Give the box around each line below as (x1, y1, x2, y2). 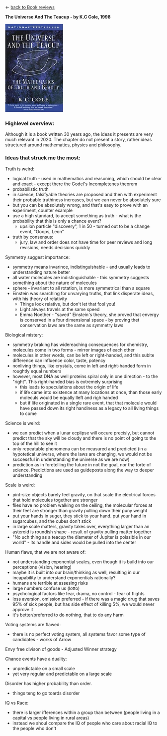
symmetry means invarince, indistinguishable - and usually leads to (12, 264, 151, 270)
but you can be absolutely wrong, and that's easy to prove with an (12, 202, 148, 208)
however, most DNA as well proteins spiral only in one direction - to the (12, 373, 158, 379)
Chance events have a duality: (5, 656, 67, 662)
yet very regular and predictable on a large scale (12, 671, 112, 677)
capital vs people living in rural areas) (12, 715, 89, 721)
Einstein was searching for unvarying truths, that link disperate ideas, (12, 290, 154, 296)
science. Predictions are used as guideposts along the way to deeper (12, 467, 154, 473)
